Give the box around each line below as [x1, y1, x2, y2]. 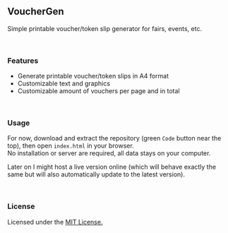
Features [7, 56, 39, 66]
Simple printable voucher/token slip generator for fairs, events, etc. [7, 24, 203, 32]
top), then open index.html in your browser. [7, 141, 134, 150]
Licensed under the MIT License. [7, 217, 103, 226]
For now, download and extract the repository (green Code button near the [7, 134, 222, 143]
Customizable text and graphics [17, 79, 111, 88]
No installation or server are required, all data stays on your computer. [7, 149, 211, 157]
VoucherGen [7, 6, 65, 18]
